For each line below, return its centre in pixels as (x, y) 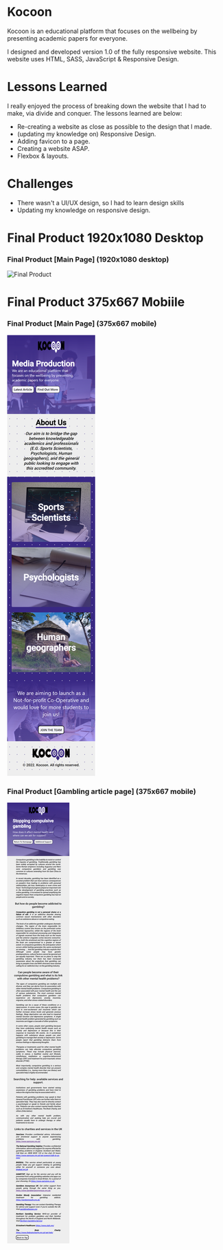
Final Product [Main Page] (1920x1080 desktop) (88, 259)
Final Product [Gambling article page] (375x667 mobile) (102, 791)
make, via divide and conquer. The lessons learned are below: (95, 113)
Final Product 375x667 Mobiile (96, 302)
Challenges (40, 184)
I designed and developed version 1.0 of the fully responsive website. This (112, 52)
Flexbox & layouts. (43, 156)
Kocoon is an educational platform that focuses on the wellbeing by (102, 31)
